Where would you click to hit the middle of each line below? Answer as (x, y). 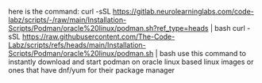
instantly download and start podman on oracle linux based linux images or (131, 62)
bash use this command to (202, 53)
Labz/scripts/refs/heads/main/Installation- (77, 45)
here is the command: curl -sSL (60, 11)
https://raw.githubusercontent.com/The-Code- (99, 36)
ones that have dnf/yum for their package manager (92, 70)
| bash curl (228, 28)
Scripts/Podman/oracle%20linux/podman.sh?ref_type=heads (108, 28)
